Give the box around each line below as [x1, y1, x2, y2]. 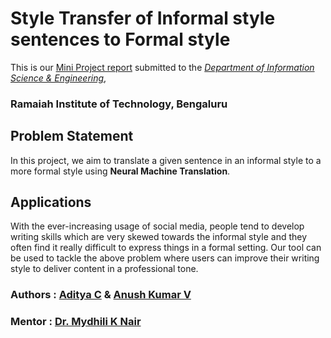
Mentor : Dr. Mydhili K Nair [10, 315, 142, 329]
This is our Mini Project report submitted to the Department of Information [10, 61, 315, 73]
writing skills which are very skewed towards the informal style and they [10, 231, 308, 243]
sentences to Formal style [10, 28, 231, 51]
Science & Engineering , [10, 72, 107, 84]
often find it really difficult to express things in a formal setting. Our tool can [10, 242, 322, 254]
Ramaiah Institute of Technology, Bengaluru [10, 97, 228, 111]
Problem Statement [10, 128, 134, 145]
